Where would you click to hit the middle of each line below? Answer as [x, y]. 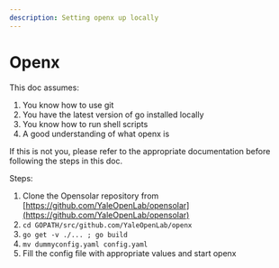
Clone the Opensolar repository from [90, 196]
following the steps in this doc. [66, 161]
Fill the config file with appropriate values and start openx [129, 253]
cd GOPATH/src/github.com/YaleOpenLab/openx [107, 225]
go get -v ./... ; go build [75, 235]
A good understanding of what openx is [96, 134]
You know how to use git [68, 105]
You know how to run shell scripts [85, 124]
